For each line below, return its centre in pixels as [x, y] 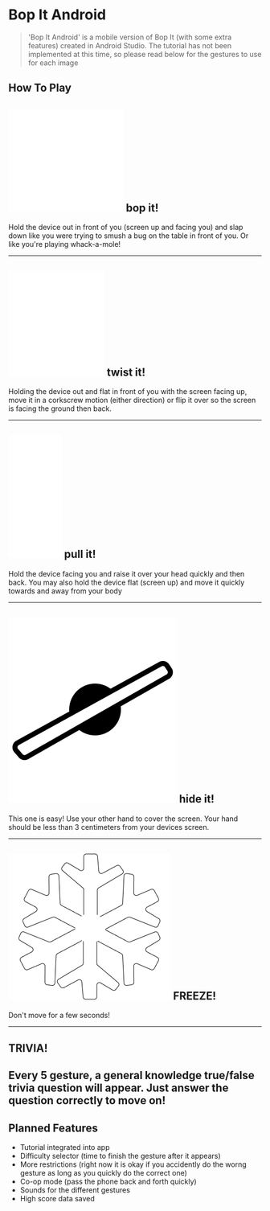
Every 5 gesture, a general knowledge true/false [131, 1076]
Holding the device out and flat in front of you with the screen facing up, [128, 391]
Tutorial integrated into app [65, 1147]
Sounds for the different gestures [75, 1190]
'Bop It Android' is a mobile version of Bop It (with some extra [130, 37]
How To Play [40, 88]
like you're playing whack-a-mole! [65, 244]
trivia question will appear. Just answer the [119, 1088]
